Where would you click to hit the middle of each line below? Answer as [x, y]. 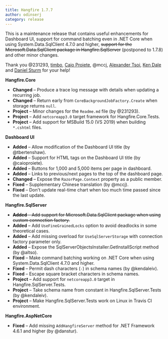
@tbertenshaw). [29, 153]
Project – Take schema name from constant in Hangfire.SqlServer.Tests [87, 290]
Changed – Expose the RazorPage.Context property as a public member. [87, 179]
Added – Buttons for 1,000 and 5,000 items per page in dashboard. [82, 168]
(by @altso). [25, 253]
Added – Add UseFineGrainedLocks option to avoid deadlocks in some [85, 226]
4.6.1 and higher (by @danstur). [45, 331]
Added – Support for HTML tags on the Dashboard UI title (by [76, 158]
